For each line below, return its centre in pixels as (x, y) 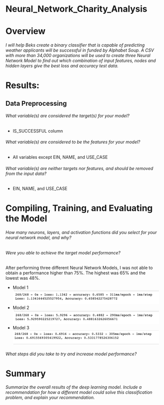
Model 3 (21, 328)
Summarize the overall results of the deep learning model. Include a (74, 387)
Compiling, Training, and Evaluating (79, 208)
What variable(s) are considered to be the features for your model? (73, 142)
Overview (26, 31)
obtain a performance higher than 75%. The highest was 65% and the (75, 273)
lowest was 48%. (23, 278)
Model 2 (21, 308)
